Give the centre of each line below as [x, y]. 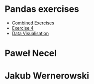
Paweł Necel [31, 53]
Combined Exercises [33, 23]
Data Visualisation [30, 33]
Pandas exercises [42, 9]
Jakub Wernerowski [47, 76]
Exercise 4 [23, 28]
